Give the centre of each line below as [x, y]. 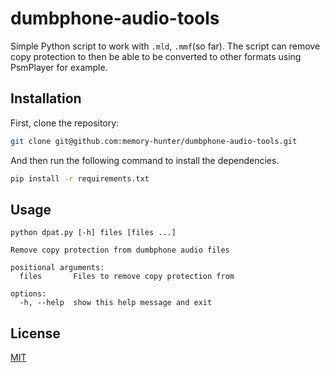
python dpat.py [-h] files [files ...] [93, 233]
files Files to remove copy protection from [127, 277]
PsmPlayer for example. [59, 67]
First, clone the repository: [65, 123]
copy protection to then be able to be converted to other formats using [156, 56]
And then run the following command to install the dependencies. [145, 160]
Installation [46, 98]
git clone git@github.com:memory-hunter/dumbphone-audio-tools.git [154, 141]
